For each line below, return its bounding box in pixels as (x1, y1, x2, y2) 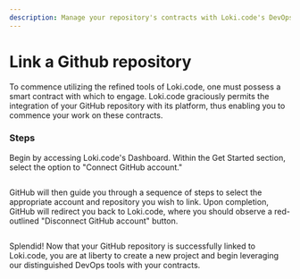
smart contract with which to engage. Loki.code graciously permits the (9, 90, 270, 101)
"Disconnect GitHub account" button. (40, 216, 179, 226)
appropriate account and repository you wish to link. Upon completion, (9, 196, 270, 207)
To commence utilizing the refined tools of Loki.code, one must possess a (9, 81, 281, 92)
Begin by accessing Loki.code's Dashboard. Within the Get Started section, (9, 152, 286, 163)
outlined (9, 216, 40, 226)
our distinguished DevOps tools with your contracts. (9, 259, 201, 270)
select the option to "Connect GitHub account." (9, 162, 183, 173)
